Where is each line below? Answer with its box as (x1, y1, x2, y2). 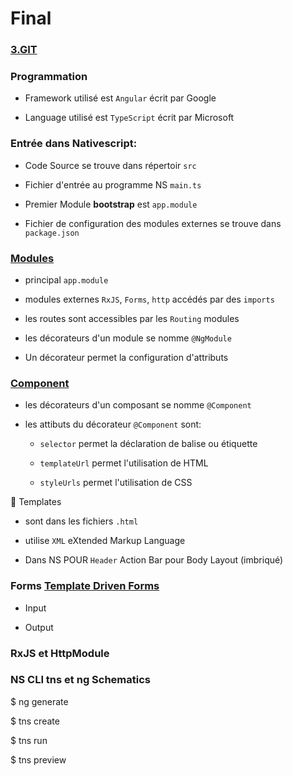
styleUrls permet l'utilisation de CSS (39, 477, 193, 489)
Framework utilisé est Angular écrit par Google (24, 92, 217, 104)
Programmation (10, 70, 88, 84)
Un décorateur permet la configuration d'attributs (24, 352, 229, 363)
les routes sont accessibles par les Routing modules (24, 313, 240, 324)
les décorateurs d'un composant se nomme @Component (24, 399, 252, 411)
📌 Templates (10, 496, 62, 508)
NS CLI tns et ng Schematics (10, 673, 151, 687)
